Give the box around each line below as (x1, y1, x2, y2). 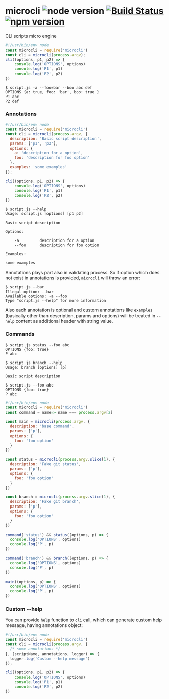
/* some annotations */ (10, 646, 60, 652)
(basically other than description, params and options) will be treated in (5, 312, 156, 319)
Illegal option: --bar (5, 289, 54, 295)
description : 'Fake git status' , (10, 462, 81, 467)
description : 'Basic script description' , (10, 136, 102, 141)
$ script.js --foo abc (5, 382, 54, 388)
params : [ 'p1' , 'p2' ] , (10, 141, 58, 146)
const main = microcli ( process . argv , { (5, 419, 90, 424)
